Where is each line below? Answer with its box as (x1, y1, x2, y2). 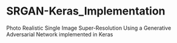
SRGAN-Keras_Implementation (6, 4, 165, 18)
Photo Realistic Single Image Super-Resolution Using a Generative (6, 24, 172, 31)
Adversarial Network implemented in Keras (6, 30, 113, 38)
